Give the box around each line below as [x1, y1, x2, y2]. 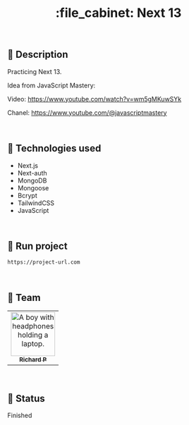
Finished [7, 411, 32, 419]
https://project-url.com [7, 259, 80, 266]
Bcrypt [17, 191, 37, 199]
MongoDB [17, 176, 47, 185]
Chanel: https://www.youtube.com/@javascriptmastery [7, 108, 167, 117]
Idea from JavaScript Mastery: [7, 81, 96, 90]
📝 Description [7, 49, 68, 61]
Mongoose [17, 183, 49, 192]
